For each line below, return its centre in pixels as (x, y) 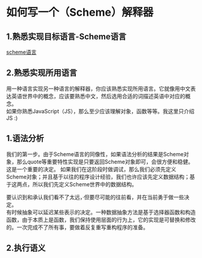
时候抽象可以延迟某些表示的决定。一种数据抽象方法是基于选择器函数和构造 (103, 212)
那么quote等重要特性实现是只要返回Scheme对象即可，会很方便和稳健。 (105, 162)
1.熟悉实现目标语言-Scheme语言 (66, 36)
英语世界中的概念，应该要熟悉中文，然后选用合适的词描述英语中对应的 (98, 96)
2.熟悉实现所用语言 (42, 73)
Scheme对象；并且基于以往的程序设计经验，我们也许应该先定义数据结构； (98, 177)
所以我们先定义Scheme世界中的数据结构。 (84, 184)
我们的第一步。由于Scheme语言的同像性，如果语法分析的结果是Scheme (95, 154)
